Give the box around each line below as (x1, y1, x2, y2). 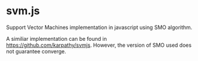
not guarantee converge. (6, 47, 67, 54)
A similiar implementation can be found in (6, 35, 108, 42)
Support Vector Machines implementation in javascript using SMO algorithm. (6, 24, 193, 31)
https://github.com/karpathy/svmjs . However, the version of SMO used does (6, 41, 192, 49)
